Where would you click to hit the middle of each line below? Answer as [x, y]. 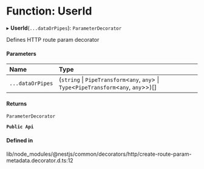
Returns [17, 104]
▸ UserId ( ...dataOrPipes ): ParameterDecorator [64, 28]
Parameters [21, 53]
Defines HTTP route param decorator [53, 39]
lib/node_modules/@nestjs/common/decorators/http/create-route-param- [99, 154]
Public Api [20, 127]
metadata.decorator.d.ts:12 [40, 160]
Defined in [20, 140]
